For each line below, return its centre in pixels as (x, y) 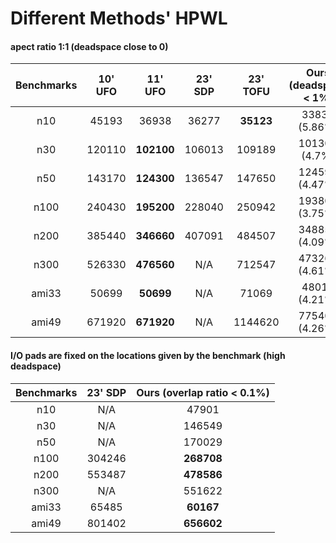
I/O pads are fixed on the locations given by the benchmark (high (148, 355)
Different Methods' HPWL (119, 18)
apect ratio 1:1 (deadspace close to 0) (89, 46)
